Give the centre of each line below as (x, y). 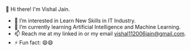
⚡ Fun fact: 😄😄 (34, 42)
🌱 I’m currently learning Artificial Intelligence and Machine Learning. (97, 27)
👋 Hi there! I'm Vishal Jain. (38, 9)
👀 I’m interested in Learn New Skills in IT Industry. (75, 20)
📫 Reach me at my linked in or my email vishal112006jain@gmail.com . (100, 34)
